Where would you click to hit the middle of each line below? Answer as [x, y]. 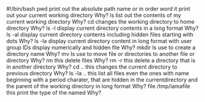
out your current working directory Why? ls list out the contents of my [94, 15]
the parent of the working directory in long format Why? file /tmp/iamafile [98, 86]
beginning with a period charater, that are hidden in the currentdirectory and [102, 80]
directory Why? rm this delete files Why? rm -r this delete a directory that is [101, 60]
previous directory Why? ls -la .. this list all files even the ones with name [98, 73]
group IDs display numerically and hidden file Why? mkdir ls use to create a [101, 47]
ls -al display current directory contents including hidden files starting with [100, 35]
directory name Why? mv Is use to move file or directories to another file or [101, 54]
